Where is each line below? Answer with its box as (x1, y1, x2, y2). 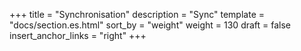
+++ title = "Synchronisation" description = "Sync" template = (9, 9, 265, 20)
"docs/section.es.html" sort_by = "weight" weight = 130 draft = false (9, 19, 292, 31)
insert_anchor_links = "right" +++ (9, 30, 147, 41)
